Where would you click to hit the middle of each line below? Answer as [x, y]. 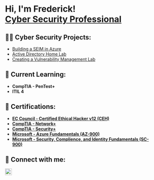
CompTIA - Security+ [34, 129]
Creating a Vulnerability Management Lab [54, 59]
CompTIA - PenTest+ [34, 86]
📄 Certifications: [30, 107]
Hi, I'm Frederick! [41, 9]
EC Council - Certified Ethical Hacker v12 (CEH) [61, 118]
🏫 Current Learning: [35, 75]
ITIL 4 [18, 91]
